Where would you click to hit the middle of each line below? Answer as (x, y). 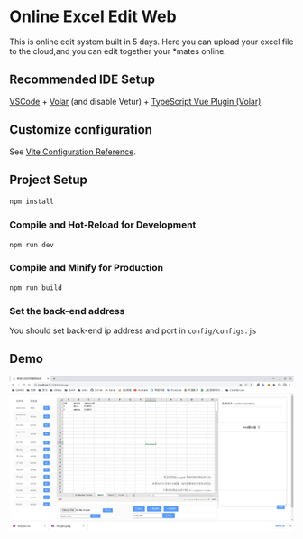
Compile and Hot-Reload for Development (103, 225)
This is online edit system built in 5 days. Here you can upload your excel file (151, 42)
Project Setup (49, 179)
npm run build (36, 288)
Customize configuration (81, 130)
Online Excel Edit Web (93, 17)
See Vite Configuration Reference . (73, 152)
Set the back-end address (67, 311)
